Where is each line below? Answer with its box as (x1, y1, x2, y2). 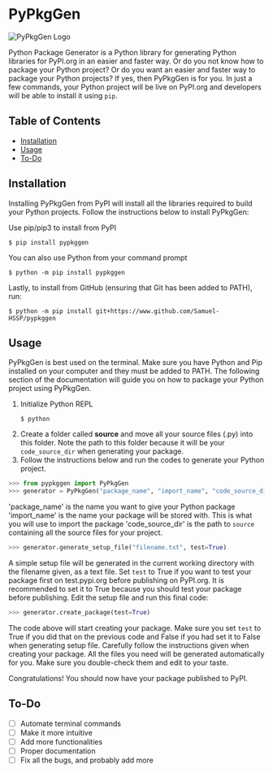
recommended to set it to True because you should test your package (8, 584, 242, 593)
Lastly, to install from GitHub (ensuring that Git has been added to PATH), (8, 282, 253, 293)
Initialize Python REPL (19, 399, 93, 409)
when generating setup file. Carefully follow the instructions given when (8, 640, 249, 650)
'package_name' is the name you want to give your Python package (8, 502, 236, 512)
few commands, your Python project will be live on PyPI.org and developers (8, 82, 262, 92)
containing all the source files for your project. (8, 528, 163, 537)
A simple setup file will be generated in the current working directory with (8, 558, 254, 567)
